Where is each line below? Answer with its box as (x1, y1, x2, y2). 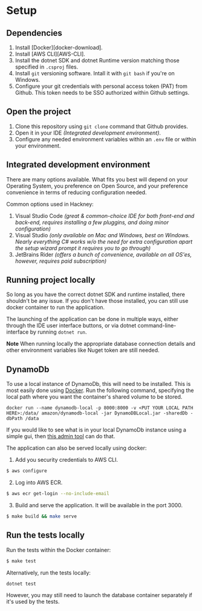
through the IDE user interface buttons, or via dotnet (6, 322, 137, 329)
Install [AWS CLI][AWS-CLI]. (15, 50, 86, 58)
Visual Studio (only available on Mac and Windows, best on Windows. (15, 231, 191, 238)
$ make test (6, 558, 36, 564)
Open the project (6, 107, 71, 117)
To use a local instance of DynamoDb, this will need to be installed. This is (6, 380, 191, 388)
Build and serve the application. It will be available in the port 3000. (15, 502, 183, 508)
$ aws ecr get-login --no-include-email (6, 491, 110, 497)
